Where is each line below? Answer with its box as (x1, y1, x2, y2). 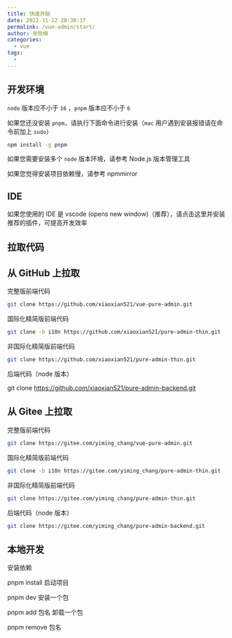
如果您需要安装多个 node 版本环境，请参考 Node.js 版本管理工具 (7, 155, 191, 163)
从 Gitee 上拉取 (7, 406, 72, 418)
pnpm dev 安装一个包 (7, 593, 69, 602)
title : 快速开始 (7, 10, 50, 18)
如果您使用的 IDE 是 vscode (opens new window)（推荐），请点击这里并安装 (7, 210, 226, 218)
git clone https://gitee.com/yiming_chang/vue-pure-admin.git (7, 440, 193, 447)
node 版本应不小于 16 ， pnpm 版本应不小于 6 (7, 103, 131, 112)
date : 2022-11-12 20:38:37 (7, 17, 86, 24)
